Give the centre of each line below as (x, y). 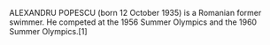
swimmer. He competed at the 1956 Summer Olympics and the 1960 (133, 22)
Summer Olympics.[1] (48, 31)
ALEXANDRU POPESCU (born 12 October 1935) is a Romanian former (135, 13)
